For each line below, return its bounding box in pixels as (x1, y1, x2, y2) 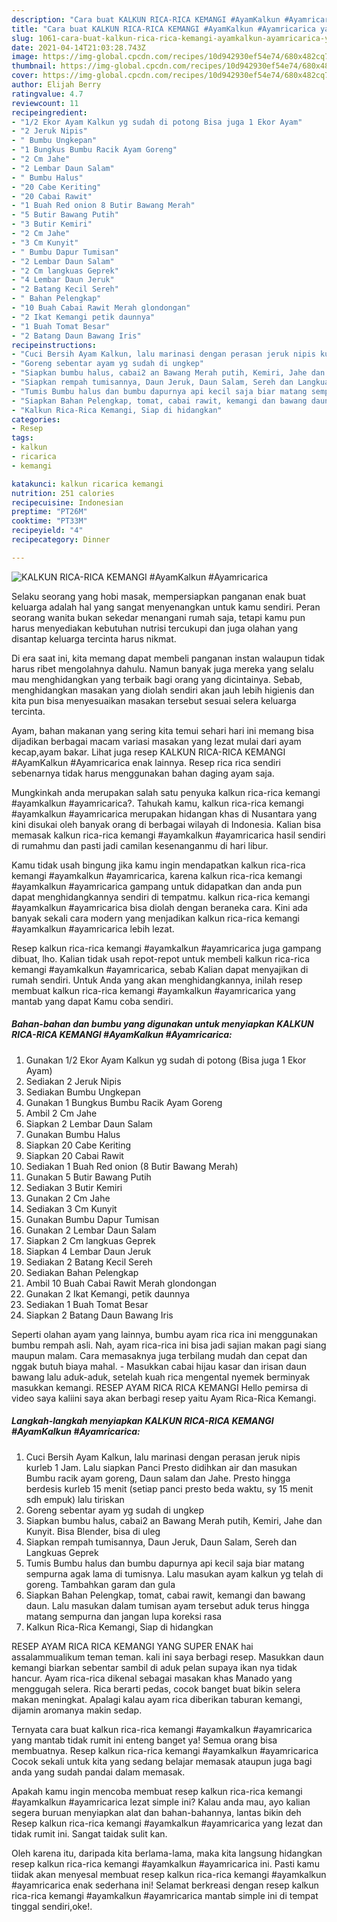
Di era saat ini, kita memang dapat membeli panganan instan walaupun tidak (11, 652, 326, 664)
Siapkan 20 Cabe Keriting (25, 1139, 132, 1151)
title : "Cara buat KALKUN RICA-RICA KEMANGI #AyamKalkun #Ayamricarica (11, 24, 316, 34)
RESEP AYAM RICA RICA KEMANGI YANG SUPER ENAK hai (11, 1640, 254, 1652)
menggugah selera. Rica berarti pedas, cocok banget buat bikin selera (11, 1682, 301, 1695)
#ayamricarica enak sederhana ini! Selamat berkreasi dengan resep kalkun (11, 1879, 319, 1891)
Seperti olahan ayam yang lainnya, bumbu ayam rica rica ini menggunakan (11, 1328, 318, 1340)
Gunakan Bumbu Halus (25, 1128, 121, 1140)
